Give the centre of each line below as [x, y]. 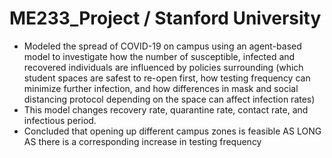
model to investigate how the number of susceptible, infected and [159, 56]
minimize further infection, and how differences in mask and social [161, 88]
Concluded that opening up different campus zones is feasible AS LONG [172, 131]
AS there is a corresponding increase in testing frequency [142, 141]
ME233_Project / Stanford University [165, 18]
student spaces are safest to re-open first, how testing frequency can [167, 78]
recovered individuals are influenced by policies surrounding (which [163, 67]
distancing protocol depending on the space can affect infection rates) [169, 99]
